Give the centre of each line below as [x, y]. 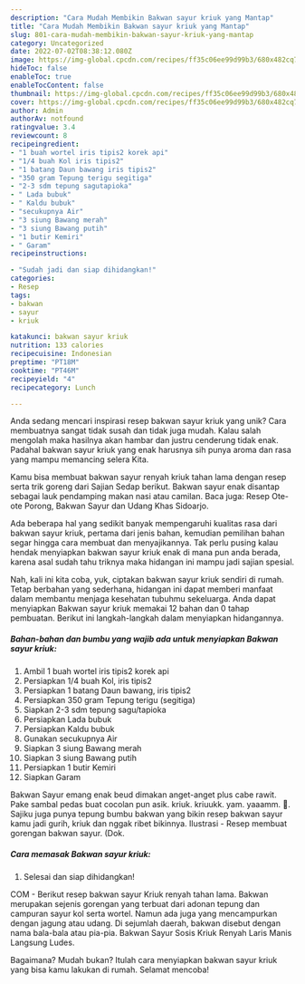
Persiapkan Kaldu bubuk [69, 729]
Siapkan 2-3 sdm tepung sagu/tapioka [95, 710]
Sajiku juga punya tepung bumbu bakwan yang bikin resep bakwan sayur [147, 814]
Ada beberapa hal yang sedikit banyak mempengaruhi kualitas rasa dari [144, 524]
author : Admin [37, 111]
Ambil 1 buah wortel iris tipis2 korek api [96, 671]
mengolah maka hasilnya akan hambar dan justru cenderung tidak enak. [144, 440]
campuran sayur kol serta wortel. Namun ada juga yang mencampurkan [144, 914]
